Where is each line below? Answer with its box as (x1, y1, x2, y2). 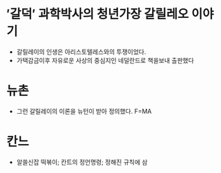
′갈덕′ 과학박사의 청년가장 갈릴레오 (6, 6, 189, 22)
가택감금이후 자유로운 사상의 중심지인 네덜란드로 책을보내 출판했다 (16, 56, 194, 64)
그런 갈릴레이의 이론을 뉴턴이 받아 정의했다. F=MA (16, 107, 153, 115)
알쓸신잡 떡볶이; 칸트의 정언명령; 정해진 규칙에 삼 (16, 158, 148, 166)
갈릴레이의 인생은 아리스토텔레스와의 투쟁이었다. (16, 48, 146, 56)
